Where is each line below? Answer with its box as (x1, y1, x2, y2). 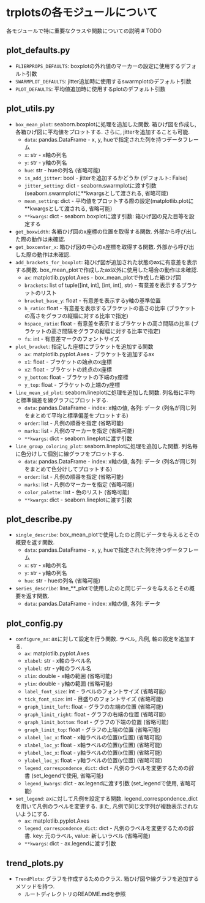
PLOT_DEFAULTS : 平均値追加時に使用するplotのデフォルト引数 (15, 85, 166, 93)
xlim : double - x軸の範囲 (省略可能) (24, 672, 113, 680)
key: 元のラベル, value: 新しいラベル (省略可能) (32, 832, 151, 840)
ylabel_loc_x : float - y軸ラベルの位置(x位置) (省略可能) (24, 749, 163, 756)
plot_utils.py (6, 104, 55, 114)
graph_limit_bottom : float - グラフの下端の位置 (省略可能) (24, 718, 170, 726)
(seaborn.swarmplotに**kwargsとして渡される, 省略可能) (24, 189, 169, 197)
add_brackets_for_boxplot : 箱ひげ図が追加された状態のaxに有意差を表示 (15, 258, 198, 265)
